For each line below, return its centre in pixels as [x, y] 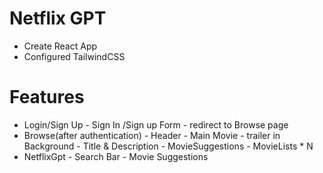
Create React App [60, 46]
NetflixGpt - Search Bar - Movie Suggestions [116, 156]
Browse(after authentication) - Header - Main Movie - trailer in [152, 135]
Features [47, 97]
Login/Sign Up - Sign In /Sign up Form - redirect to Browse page [156, 124]
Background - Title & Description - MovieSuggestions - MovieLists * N [168, 146]
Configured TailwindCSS [74, 56]
